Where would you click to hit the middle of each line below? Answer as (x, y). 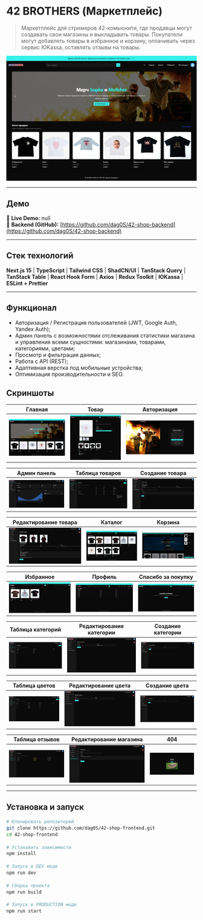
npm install (21, 854)
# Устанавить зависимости (39, 847)
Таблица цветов (34, 685)
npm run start (24, 911)
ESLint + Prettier (27, 283)
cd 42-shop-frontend (32, 835)
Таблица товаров (98, 473)
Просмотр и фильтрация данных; (58, 355)
